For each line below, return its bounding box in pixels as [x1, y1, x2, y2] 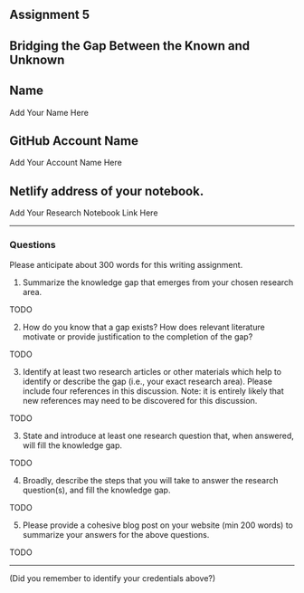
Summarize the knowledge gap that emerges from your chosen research [22, 276, 294, 288]
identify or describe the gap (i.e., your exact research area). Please [22, 376, 273, 387]
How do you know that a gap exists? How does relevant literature [22, 321, 265, 332]
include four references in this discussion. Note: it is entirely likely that [22, 385, 285, 397]
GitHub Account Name [9, 133, 138, 148]
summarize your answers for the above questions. [22, 529, 210, 540]
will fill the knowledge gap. [22, 439, 123, 451]
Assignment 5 [9, 7, 90, 23]
